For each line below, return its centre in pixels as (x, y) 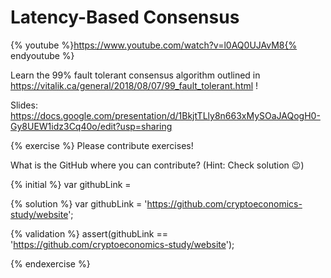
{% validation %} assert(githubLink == (89, 233)
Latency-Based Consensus (125, 17)
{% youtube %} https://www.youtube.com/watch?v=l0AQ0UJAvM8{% (154, 45)
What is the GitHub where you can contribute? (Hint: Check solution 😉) (157, 165)
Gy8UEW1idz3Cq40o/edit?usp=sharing (91, 126)
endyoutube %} (42, 55)
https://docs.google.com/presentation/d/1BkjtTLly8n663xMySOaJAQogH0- (165, 115)
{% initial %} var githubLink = (71, 184)
